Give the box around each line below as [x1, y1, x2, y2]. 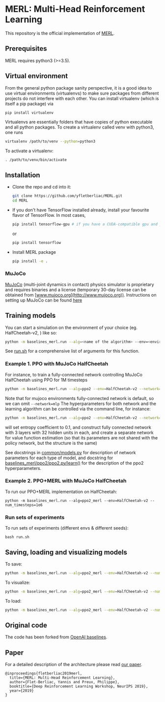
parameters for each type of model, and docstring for [5, 455, 113, 461]
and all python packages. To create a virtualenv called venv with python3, [5, 124, 154, 130]
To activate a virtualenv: [5, 148, 54, 154]
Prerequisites [5, 44, 47, 53]
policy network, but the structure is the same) [5, 440, 97, 446]
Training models [5, 311, 56, 320]
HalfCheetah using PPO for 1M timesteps [5, 377, 87, 383]
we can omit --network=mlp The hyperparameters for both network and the [5, 401, 156, 406]
